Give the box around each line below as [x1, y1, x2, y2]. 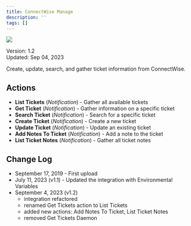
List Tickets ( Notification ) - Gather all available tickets [14, 99, 148, 106]
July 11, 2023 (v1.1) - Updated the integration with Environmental [14, 176, 173, 183]
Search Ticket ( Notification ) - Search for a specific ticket [14, 111, 156, 118]
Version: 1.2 [6, 47, 35, 54]
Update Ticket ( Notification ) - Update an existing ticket [14, 124, 151, 132]
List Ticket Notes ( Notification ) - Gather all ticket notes [14, 137, 151, 144]
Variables [14, 183, 38, 190]
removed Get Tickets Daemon [23, 215, 97, 221]
